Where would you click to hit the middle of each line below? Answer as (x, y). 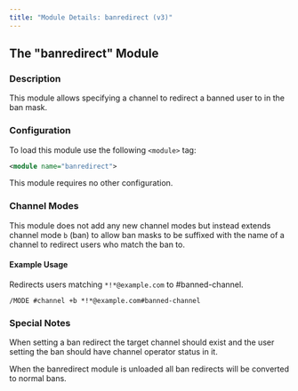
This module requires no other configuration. (91, 183)
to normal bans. (38, 379)
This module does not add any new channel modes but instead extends (140, 225)
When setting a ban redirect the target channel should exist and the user (142, 342)
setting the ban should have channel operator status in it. (113, 352)
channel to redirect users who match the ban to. (97, 244)
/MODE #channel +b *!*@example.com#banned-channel (105, 300)
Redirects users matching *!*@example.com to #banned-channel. (126, 284)
